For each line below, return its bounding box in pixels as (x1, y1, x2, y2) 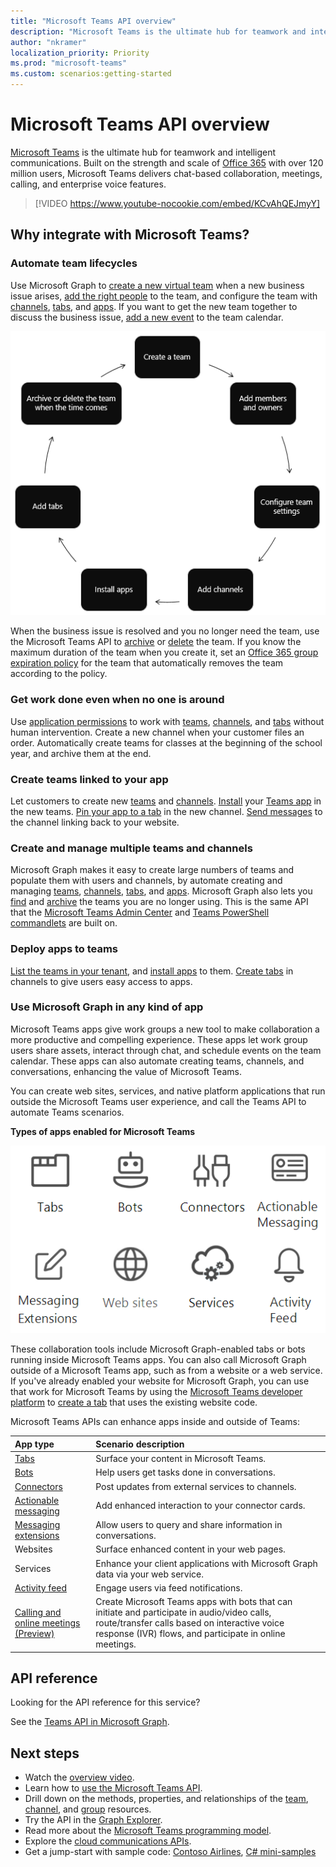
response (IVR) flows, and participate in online (95, 1628, 286, 1640)
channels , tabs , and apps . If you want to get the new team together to (10, 300, 298, 312)
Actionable (14, 1494, 60, 1506)
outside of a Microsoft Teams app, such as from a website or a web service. (10, 1365, 323, 1377)
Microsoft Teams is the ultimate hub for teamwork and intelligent (10, 146, 277, 158)
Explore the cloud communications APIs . (24, 1835, 192, 1847)
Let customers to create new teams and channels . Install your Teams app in (10, 795, 322, 807)
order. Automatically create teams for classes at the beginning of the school (10, 736, 323, 749)
